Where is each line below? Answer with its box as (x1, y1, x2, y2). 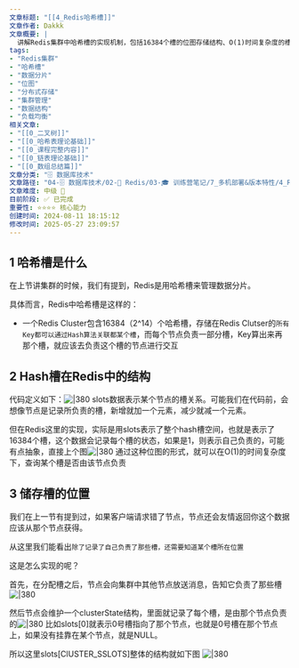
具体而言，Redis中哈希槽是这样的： (9, 299, 140, 310)
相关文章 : (9, 121, 40, 130)
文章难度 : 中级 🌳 (9, 187, 66, 196)
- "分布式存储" (9, 87, 60, 96)
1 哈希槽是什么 (9, 254, 88, 270)
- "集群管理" (9, 95, 53, 105)
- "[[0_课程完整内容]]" (9, 145, 89, 154)
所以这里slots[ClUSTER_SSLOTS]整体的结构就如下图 (9, 648, 200, 659)
